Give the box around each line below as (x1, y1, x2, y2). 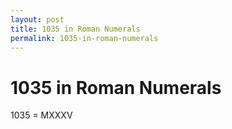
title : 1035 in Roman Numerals (10, 24, 141, 34)
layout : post (10, 14, 65, 25)
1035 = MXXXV (10, 109, 73, 121)
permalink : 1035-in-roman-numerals (10, 33, 159, 43)
